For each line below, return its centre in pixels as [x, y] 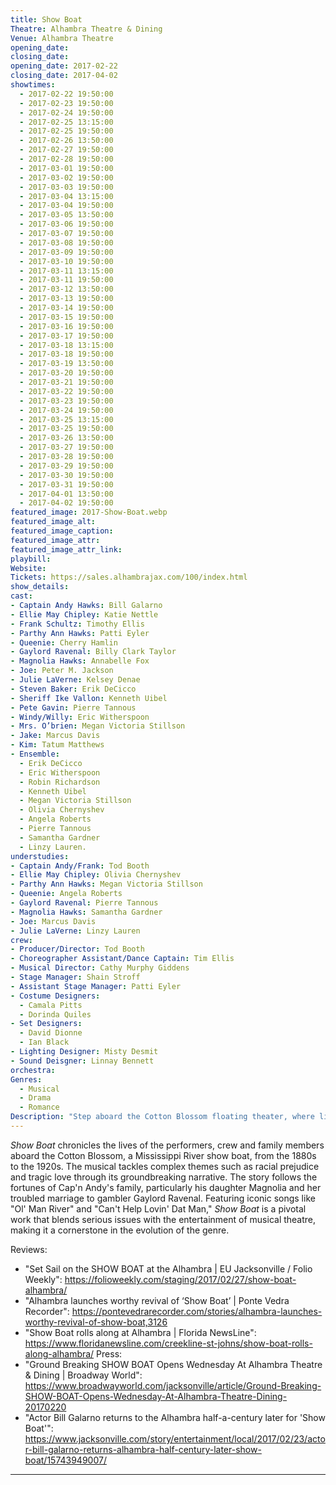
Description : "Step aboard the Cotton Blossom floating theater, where [162, 1117]
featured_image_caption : [62, 531]
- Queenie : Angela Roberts [66, 894]
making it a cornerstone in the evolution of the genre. [120, 1230]
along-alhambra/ [59, 1353]
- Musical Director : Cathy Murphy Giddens [100, 968]
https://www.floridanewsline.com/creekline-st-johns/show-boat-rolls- [168, 1343]
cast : [21, 596]
